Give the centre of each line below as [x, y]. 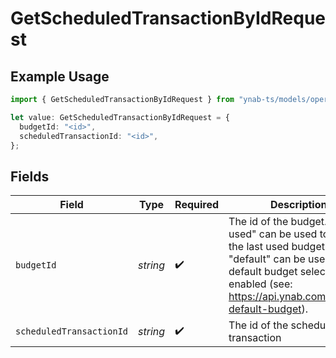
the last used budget [276, 247]
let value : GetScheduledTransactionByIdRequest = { [120, 117]
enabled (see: [260, 284]
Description [299, 205]
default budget [263, 272]
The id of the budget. [278, 222]
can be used [288, 234]
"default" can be [267, 259]
